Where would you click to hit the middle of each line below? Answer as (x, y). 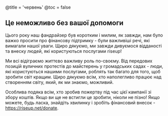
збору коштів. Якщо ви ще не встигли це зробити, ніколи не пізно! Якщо (82, 97)
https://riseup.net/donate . (32, 108)
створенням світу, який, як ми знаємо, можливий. (60, 82)
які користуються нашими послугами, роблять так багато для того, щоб (83, 71)
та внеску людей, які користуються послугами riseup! (64, 51)
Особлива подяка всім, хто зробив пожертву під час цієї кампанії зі (78, 92)
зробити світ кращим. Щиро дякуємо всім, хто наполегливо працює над (83, 77)
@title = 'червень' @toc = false (38, 7)
